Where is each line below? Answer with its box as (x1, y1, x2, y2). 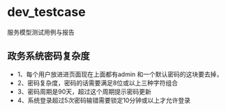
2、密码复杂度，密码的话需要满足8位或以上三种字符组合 (17, 78, 178, 87)
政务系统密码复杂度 (7, 50, 90, 62)
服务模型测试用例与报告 (7, 28, 75, 36)
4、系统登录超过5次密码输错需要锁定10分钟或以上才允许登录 (17, 96, 190, 104)
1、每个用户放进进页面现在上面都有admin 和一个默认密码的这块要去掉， (17, 70, 223, 78)
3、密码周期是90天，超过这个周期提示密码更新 (17, 87, 151, 96)
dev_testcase (7, 4, 86, 20)
